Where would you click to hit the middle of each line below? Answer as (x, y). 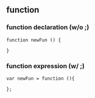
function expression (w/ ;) (46, 66)
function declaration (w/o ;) (48, 27)
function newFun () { (34, 40)
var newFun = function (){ (40, 79)
